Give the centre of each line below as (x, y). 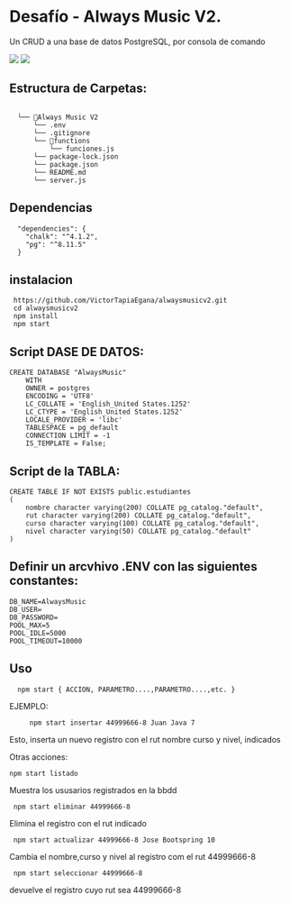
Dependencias (51, 208)
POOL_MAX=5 (30, 625)
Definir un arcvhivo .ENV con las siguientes (134, 566)
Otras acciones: (39, 757)
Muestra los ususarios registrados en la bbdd (93, 790)
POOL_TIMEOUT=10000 (46, 641)
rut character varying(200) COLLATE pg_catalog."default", (139, 516)
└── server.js (60, 180)
